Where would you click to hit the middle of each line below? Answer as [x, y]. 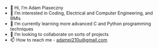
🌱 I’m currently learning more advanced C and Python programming [81, 23]
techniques [22, 29]
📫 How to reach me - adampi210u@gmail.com [59, 40]
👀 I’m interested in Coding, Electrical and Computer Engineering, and [81, 13]
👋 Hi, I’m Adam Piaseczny [37, 8]
